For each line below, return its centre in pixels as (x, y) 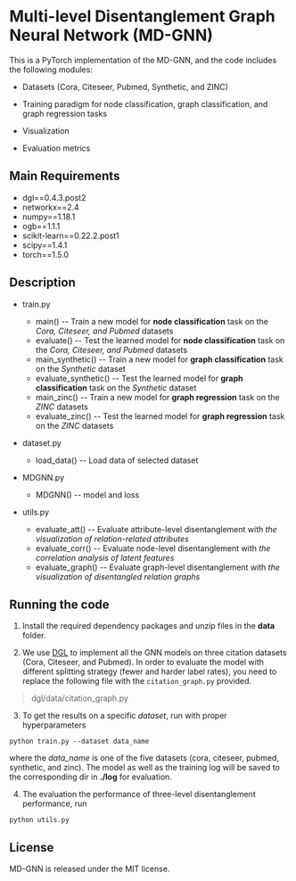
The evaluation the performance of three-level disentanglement (139, 795)
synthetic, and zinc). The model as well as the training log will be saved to (145, 768)
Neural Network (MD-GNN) (111, 35)
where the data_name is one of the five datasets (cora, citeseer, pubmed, (144, 758)
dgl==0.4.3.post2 (54, 197)
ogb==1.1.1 (41, 226)
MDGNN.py (43, 477)
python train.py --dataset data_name (79, 742)
